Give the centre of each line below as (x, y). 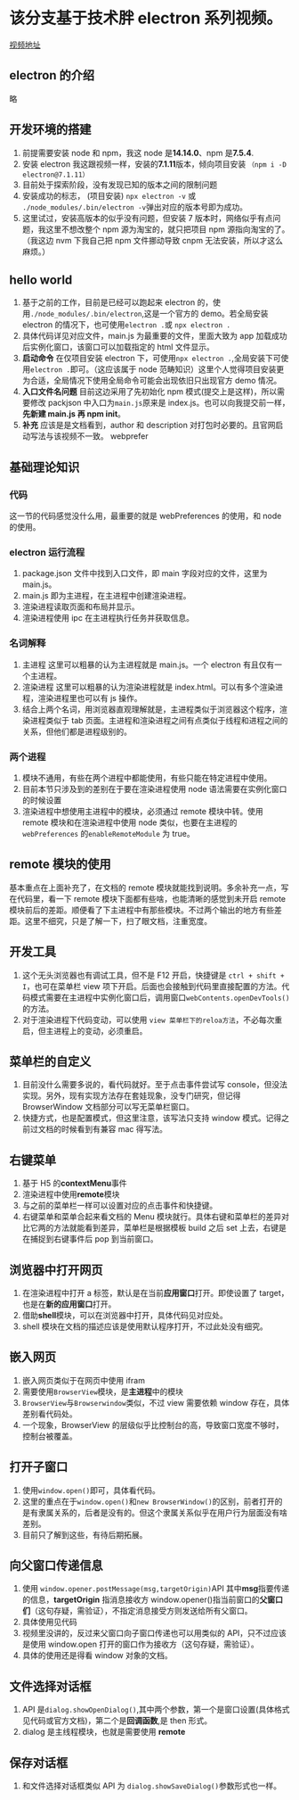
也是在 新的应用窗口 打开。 (69, 1304)
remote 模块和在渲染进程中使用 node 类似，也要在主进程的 (129, 822)
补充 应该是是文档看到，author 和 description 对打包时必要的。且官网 (149, 425)
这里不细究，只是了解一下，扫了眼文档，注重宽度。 (118, 921)
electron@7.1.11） (56, 175)
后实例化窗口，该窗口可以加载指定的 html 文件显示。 (118, 347)
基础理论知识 (44, 467)
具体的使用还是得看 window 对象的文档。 (97, 1656)
